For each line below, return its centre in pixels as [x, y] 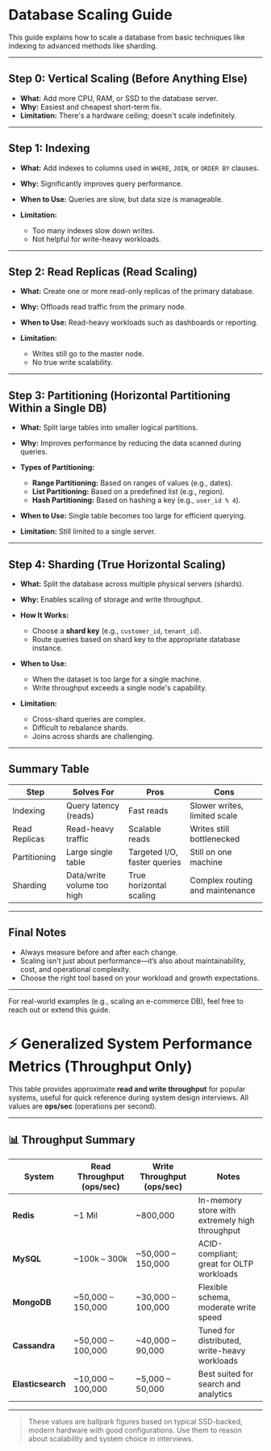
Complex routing [221, 880]
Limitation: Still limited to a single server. [88, 531]
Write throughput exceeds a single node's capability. [119, 688]
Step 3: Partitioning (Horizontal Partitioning [119, 395]
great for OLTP [226, 1264]
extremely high [227, 1221]
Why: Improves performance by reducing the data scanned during [131, 443]
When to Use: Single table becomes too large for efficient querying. [133, 516]
